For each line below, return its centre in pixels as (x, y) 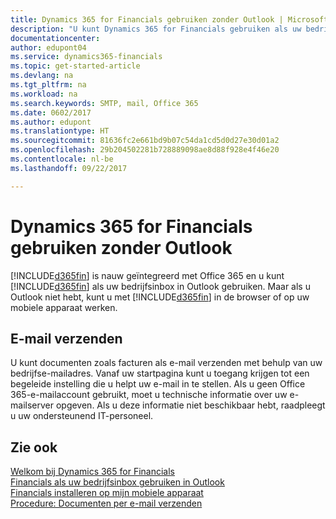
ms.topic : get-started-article (75, 66)
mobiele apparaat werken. (64, 307)
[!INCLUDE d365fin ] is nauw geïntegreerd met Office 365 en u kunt (147, 275)
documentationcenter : (55, 38)
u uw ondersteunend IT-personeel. (82, 416)
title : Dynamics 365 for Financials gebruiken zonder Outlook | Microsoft (169, 19)
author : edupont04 (48, 47)
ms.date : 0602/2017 (51, 112)
